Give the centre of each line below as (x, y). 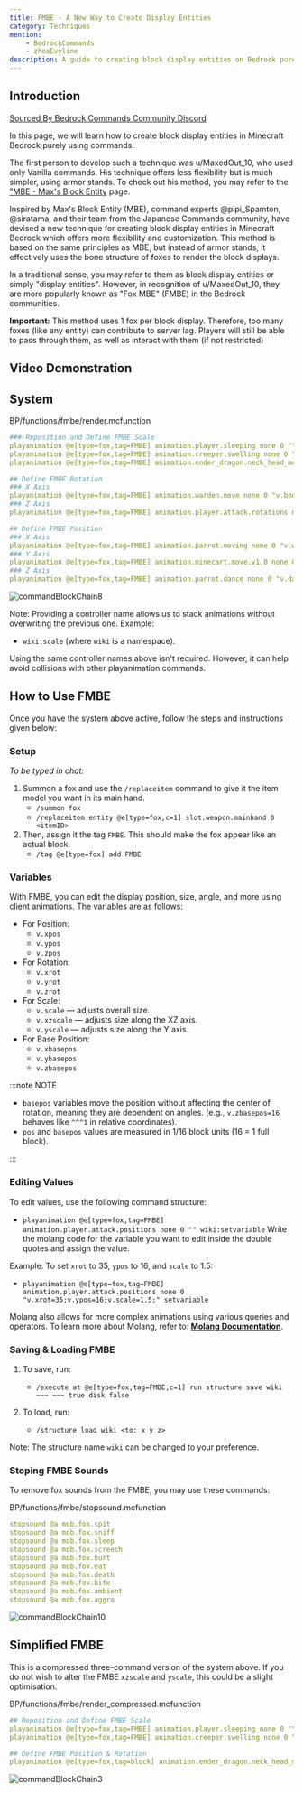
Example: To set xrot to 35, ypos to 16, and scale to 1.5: (111, 1265)
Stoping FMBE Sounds (59, 1471)
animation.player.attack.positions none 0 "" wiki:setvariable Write (154, 1228)
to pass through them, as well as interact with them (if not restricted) (137, 340)
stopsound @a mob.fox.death (62, 1574)
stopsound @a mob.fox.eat (58, 1566)
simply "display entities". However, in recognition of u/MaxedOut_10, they (145, 284)
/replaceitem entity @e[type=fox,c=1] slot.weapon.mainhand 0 (155, 818)
